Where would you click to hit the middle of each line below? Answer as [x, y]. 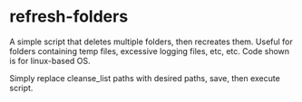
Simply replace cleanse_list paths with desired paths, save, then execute [145, 78]
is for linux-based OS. [50, 60]
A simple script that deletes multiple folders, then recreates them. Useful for [151, 42]
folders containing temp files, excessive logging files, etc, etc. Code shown [150, 51]
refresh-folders [69, 17]
